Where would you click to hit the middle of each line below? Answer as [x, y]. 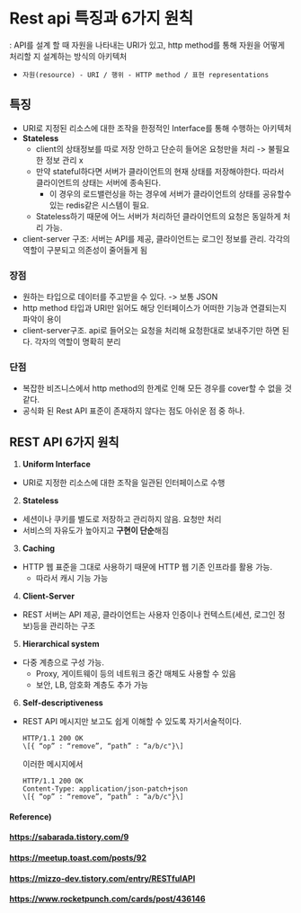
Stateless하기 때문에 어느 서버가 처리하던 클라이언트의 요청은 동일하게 [158, 216]
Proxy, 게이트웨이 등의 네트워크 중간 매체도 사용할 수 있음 [136, 674]
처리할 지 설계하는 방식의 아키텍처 [68, 56]
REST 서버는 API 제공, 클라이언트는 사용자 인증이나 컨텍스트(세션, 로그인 [149, 615]
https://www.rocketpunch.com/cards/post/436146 [107, 899]
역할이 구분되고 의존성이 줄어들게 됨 [85, 250]
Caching [39, 548]
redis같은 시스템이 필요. [108, 205]
